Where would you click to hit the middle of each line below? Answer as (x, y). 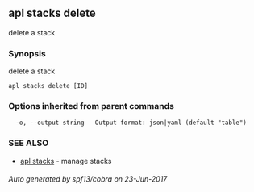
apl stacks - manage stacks (66, 161)
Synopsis (27, 53)
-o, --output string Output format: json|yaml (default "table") (131, 123)
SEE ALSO (29, 143)
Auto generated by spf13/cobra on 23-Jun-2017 (88, 179)
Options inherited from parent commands (92, 106)
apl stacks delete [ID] (48, 86)
